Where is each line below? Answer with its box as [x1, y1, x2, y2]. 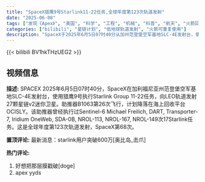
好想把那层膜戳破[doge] [15, 162, 75, 169]
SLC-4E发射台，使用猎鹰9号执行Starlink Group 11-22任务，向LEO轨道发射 [11, 92, 197, 100]
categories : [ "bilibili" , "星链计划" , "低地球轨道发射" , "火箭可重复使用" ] [6, 26, 187, 32]
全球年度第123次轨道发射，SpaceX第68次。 [27, 123, 138, 130]
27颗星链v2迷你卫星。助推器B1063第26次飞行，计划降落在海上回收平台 [6, 100, 186, 107]
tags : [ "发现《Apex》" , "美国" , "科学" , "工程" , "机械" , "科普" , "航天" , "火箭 [6, 20, 195, 26]
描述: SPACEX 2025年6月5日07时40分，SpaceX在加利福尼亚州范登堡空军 [6, 85, 191, 92]
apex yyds [15, 169, 41, 176]
